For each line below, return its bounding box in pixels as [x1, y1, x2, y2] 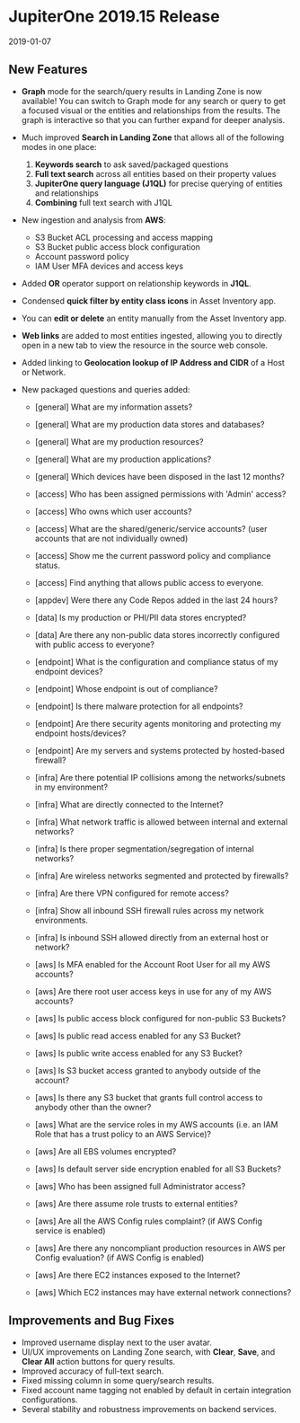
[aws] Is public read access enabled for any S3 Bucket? [34, 1030, 242, 1041]
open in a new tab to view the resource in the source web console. [21, 340, 269, 350]
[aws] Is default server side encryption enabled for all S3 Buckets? [34, 1163, 282, 1174]
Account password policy [34, 251, 129, 261]
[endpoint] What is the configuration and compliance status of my [34, 656, 279, 667]
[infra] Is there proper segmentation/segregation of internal [34, 843, 255, 854]
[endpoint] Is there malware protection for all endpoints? [34, 701, 243, 711]
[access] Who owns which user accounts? [34, 506, 192, 517]
